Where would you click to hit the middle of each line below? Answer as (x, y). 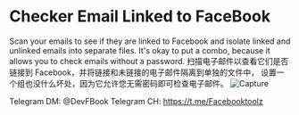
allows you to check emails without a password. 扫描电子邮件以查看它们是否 (149, 61)
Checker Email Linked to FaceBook (140, 16)
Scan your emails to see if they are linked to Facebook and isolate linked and (150, 41)
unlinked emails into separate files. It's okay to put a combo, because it (140, 50)
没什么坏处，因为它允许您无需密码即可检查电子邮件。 (130, 83)
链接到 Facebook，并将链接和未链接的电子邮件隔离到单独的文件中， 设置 (143, 72)
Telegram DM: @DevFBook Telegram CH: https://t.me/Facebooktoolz (136, 101)
